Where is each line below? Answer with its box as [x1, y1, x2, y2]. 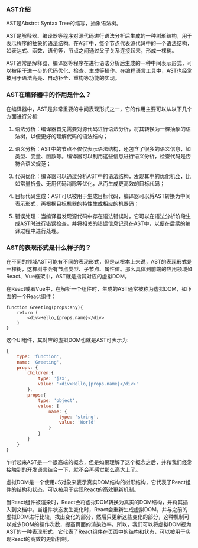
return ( [17, 309, 38, 316]
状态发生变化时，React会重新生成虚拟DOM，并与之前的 [52, 505, 188, 513]
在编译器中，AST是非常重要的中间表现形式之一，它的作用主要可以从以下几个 [6, 105, 193, 112]
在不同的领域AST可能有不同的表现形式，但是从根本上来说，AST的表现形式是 [6, 258, 193, 265]
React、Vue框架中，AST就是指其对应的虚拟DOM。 [6, 273, 130, 280]
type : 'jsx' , [37, 375, 70, 382]
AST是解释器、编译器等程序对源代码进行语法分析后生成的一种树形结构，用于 [6, 33, 193, 40]
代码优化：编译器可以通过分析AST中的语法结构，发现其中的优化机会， [14, 173, 186, 180]
